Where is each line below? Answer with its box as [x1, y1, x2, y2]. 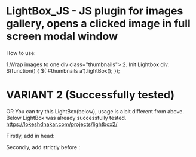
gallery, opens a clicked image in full [6, 17, 191, 30]
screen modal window [6, 30, 118, 43]
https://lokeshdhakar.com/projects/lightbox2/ [6, 121, 118, 128]
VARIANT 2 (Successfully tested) [6, 88, 175, 102]
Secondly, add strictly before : [6, 143, 81, 150]
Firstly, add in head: [6, 132, 55, 139]
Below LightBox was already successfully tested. [6, 114, 127, 121]
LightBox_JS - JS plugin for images [6, 4, 183, 18]
